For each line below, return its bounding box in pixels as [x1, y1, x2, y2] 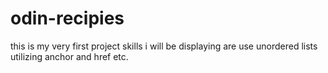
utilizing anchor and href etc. [10, 50, 129, 62]
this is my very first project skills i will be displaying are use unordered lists [10, 40, 318, 52]
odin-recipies [10, 7, 125, 30]
